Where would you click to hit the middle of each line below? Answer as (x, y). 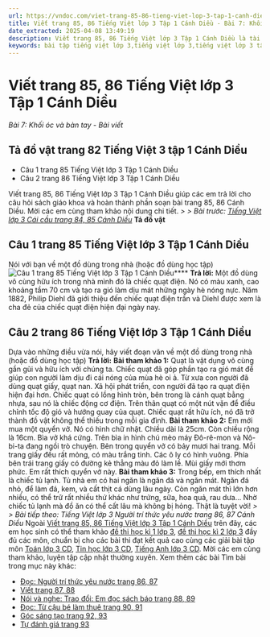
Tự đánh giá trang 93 (55, 624)
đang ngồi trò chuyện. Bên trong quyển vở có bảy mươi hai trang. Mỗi (140, 446)
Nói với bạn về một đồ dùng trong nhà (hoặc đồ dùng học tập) (111, 264)
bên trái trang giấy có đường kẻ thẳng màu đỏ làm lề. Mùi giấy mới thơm (127, 463)
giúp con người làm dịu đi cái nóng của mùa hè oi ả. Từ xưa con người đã (129, 377)
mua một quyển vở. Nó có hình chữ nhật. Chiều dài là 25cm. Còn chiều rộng (134, 428)
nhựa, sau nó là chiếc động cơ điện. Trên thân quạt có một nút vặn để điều (132, 403)
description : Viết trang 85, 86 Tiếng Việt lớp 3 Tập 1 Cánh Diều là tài (135, 38)
